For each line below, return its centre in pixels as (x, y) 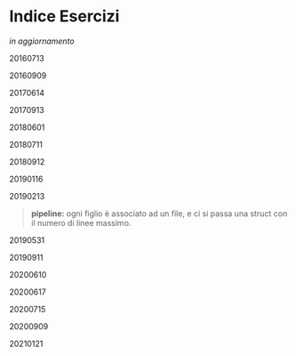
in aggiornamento (42, 41)
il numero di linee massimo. (81, 222)
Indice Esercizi (64, 16)
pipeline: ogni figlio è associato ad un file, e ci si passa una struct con (159, 213)
